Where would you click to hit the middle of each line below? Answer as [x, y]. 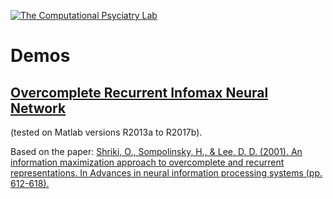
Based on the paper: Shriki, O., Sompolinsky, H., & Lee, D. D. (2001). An [156, 151]
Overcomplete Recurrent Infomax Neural [139, 92]
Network [38, 108]
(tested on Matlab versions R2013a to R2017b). [106, 132]
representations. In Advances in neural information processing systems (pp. [166, 173]
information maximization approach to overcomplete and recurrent [147, 162]
